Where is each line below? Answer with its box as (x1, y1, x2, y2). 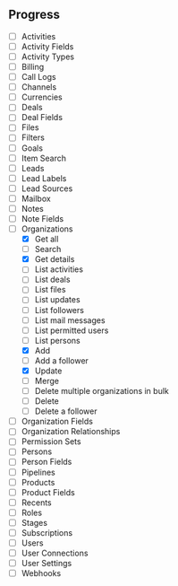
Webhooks (21, 568, 62, 579)
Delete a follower (34, 406, 97, 416)
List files (34, 284, 66, 295)
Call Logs (21, 72, 56, 83)
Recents (21, 497, 53, 508)
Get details (34, 254, 75, 265)
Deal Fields (21, 112, 64, 123)
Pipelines (21, 467, 55, 477)
